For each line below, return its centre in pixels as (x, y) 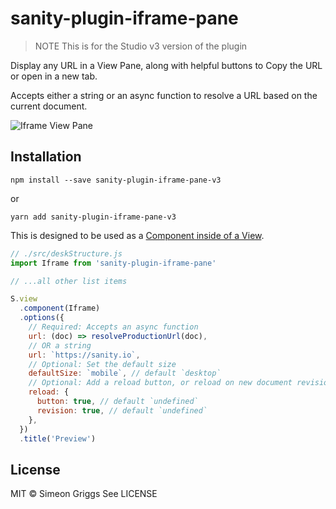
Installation (46, 157)
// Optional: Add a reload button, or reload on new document (160, 383)
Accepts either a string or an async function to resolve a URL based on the (164, 95)
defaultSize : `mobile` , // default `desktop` (125, 373)
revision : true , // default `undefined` (122, 410)
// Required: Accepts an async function (113, 327)
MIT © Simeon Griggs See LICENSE (84, 494)
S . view (24, 299)
